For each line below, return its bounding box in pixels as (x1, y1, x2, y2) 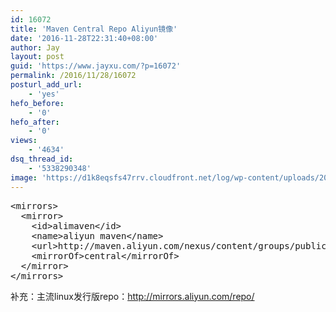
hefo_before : (10, 98, 65, 108)
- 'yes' (28, 89, 60, 99)
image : (10, 172, 38, 183)
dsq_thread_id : (10, 154, 74, 164)
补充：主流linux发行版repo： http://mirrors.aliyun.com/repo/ (10, 290, 255, 302)
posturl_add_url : (10, 80, 83, 90)
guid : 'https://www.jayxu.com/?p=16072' (10, 61, 182, 71)
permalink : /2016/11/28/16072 (10, 71, 137, 81)
